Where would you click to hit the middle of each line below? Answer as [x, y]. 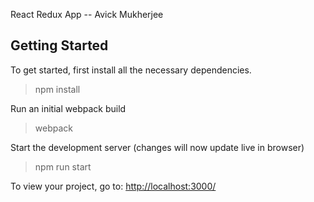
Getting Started [59, 45]
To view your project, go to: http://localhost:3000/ [113, 186]
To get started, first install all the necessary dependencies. [131, 70]
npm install [57, 89]
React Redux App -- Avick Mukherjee [87, 14]
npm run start [63, 166]
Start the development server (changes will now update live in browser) [157, 147]
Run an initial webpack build [68, 108]
